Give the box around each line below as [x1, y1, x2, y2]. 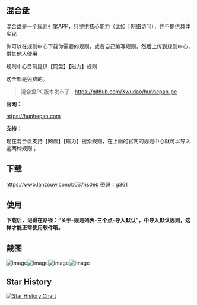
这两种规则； [6, 144, 37, 152]
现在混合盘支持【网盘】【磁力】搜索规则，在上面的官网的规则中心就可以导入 [6, 137, 191, 144]
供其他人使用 [6, 50, 37, 57]
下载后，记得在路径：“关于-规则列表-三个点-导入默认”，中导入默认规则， [6, 216, 186, 224]
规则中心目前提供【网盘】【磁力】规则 [6, 62, 97, 70]
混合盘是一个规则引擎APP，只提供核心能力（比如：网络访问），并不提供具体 [6, 23, 191, 30]
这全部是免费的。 [6, 75, 48, 82]
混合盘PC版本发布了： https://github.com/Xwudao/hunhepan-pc [20, 88, 177, 95]
